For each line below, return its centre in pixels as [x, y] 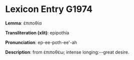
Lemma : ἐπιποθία [24, 23]
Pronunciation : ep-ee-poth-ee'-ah [41, 42]
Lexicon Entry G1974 [49, 9]
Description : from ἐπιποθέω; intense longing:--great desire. [67, 52]
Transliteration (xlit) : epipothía [37, 32]
